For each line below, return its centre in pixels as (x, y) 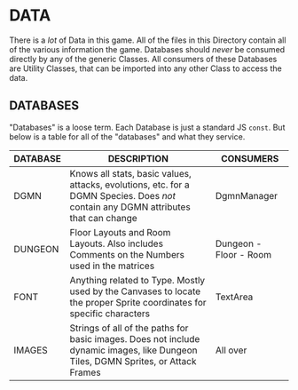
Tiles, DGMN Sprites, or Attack (133, 361)
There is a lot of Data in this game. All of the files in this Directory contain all (148, 40)
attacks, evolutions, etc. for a (129, 185)
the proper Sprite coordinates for (138, 302)
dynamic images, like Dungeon (133, 350)
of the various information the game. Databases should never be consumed (147, 49)
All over (231, 350)
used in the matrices (112, 266)
